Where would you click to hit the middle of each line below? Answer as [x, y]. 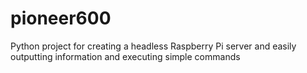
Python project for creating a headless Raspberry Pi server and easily [153, 46]
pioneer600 [61, 18]
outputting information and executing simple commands [125, 56]
